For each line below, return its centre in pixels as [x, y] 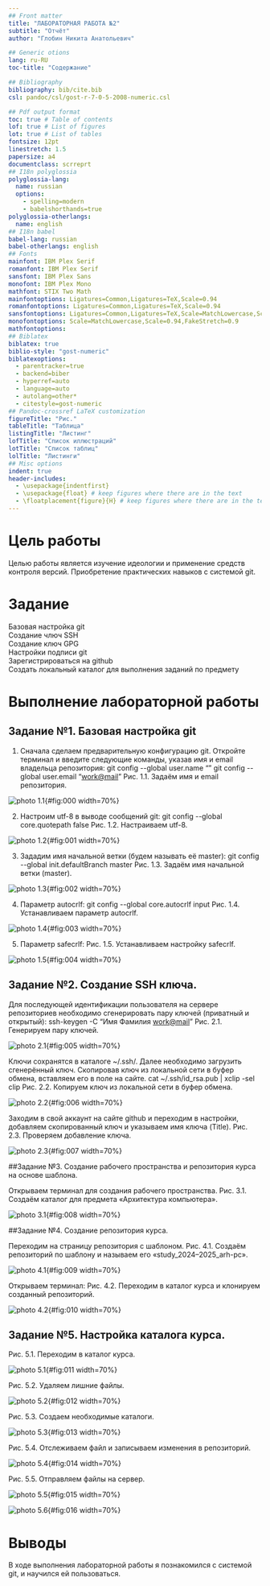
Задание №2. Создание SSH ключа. [102, 985]
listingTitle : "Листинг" [50, 434]
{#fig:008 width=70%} [83, 1214]
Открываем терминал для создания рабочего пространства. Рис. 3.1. [127, 1190]
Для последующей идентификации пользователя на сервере [113, 1004]
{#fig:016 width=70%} [84, 1510]
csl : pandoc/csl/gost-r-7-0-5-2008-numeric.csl [90, 97]
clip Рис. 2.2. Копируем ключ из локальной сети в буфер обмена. [121, 1087]
